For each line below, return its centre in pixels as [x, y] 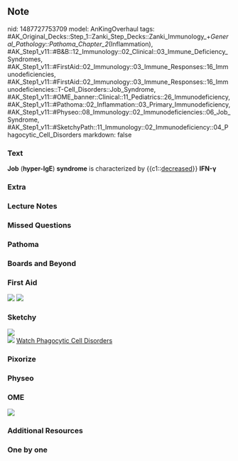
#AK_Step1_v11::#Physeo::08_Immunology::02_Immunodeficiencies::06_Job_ [119, 112]
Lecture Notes [32, 206]
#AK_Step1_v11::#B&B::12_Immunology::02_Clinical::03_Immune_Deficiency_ [118, 51]
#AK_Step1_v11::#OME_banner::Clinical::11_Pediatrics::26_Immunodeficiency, [119, 97]
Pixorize [22, 359]
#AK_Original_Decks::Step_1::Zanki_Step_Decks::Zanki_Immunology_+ [109, 36]
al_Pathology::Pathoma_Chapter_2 [58, 44]
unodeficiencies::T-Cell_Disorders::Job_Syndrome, [82, 89]
